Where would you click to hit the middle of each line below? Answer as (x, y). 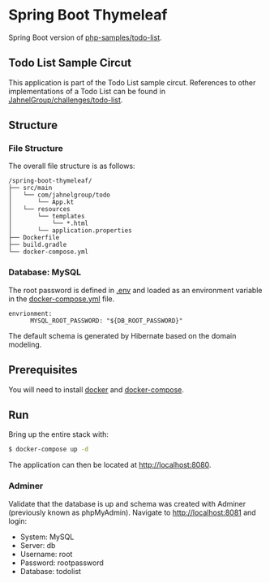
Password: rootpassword (62, 563)
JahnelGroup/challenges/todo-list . (66, 100)
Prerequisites (43, 370)
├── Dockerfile (34, 238)
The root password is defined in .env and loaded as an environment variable (135, 290)
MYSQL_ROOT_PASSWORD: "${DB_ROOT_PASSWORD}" (106, 321)
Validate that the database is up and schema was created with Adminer (127, 503)
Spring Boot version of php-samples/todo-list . (85, 37)
